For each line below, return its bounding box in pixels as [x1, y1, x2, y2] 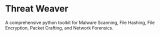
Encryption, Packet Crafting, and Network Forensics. [5, 24, 113, 30]
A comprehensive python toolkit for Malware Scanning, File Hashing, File [5, 19, 155, 25]
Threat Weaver [5, 3, 68, 14]
